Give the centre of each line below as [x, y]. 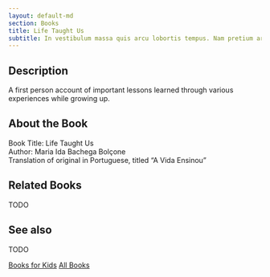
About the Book [48, 124]
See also [30, 230]
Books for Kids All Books [49, 265]
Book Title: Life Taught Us [51, 143]
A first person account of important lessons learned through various [121, 90]
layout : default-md [41, 16]
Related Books [45, 185]
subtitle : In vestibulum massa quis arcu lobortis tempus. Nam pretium [131, 38]
